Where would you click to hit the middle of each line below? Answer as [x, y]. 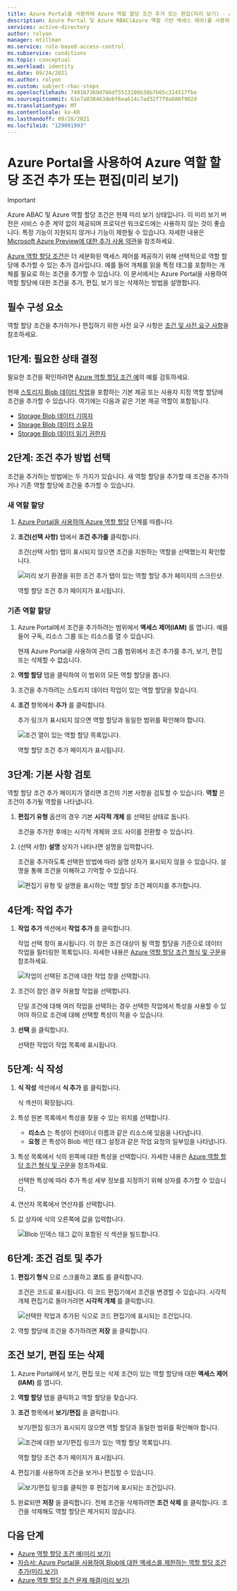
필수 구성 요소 [35, 307]
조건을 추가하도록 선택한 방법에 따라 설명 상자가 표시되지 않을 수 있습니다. [118, 862]
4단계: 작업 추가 [40, 910]
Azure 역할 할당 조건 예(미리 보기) [64, 1554]
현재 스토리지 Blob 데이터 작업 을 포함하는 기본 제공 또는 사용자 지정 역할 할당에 [115, 392]
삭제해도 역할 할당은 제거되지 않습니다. [84, 1511]
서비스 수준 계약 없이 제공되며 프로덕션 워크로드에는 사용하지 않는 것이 [116, 224]
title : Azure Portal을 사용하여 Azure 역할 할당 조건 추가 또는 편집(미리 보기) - [116, 14]
